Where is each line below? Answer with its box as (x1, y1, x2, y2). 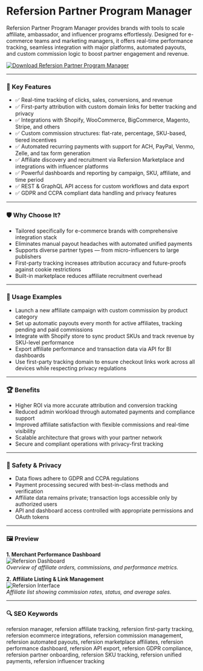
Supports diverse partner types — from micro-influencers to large (14, 246, 179, 254)
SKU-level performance (14, 339, 74, 346)
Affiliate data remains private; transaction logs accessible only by (14, 494, 178, 501)
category (14, 313, 38, 320)
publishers (14, 253, 42, 260)
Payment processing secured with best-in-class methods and (14, 481, 169, 489)
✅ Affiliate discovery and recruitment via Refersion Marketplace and (14, 156, 185, 164)
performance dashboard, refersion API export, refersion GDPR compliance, (6, 645, 193, 652)
